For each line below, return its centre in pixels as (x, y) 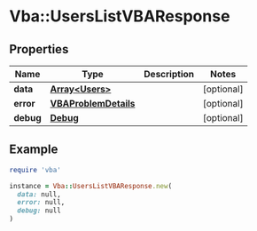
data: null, (39, 194)
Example (34, 150)
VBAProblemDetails (93, 104)
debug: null (39, 211)
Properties (39, 49)
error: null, (41, 203)
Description (169, 74)
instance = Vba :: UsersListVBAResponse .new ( (91, 186)
